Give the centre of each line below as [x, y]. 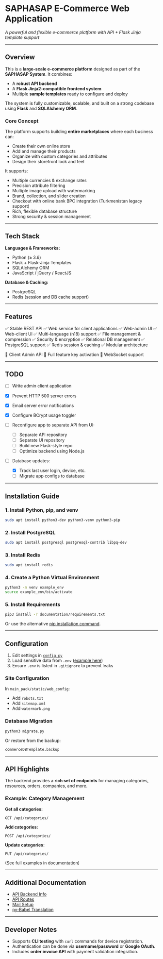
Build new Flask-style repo [46, 445]
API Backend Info [29, 894]
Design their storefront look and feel [48, 162]
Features [19, 317]
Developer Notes [31, 930]
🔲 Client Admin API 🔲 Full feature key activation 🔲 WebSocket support [74, 354]
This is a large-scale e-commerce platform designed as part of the [73, 69]
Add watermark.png [31, 708]
